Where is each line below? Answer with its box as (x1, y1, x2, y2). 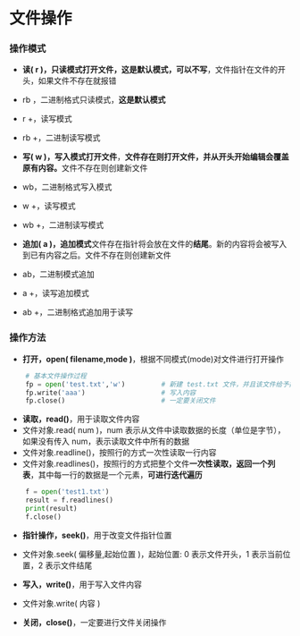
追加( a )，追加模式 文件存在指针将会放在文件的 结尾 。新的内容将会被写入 (21, 239, 287, 250)
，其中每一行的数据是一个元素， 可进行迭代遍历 (29, 470, 203, 480)
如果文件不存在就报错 (37, 75, 117, 86)
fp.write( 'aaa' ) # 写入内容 (25, 388, 196, 397)
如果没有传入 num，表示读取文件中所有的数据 (21, 436, 190, 447)
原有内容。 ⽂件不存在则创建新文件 (21, 163, 148, 174)
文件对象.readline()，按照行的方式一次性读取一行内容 (21, 447, 217, 458)
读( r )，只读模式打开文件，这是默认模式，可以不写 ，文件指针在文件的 (21, 64, 279, 75)
